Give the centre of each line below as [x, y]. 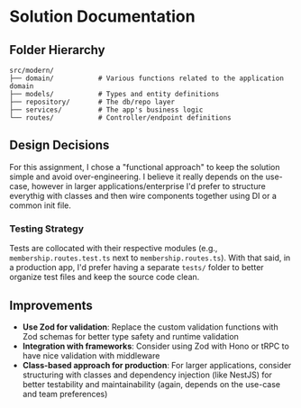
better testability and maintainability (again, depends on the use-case [151, 384]
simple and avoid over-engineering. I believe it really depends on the [137, 177]
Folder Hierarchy [57, 50]
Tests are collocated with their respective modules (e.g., [114, 249]
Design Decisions [59, 145]
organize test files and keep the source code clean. [105, 277]
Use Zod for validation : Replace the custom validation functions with [150, 327]
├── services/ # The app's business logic [106, 110]
